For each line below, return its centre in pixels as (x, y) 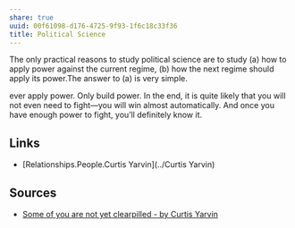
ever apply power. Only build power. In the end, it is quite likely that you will (147, 96)
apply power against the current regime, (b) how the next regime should (142, 69)
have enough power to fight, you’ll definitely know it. (106, 115)
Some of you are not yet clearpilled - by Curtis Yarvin (120, 214)
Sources (33, 193)
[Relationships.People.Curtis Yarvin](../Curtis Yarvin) (118, 165)
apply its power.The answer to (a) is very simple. (98, 79)
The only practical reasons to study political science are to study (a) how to (148, 60)
